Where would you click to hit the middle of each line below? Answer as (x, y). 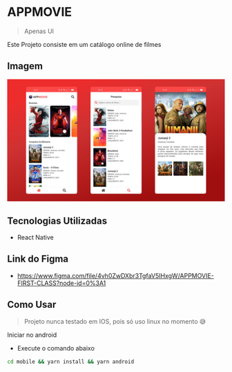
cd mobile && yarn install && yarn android (71, 362)
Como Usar (32, 305)
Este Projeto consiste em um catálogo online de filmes (84, 44)
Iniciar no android (32, 335)
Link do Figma (38, 259)
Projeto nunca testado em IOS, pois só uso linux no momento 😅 (115, 321)
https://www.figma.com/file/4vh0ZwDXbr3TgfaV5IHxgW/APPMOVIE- (115, 275)
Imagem (25, 66)
